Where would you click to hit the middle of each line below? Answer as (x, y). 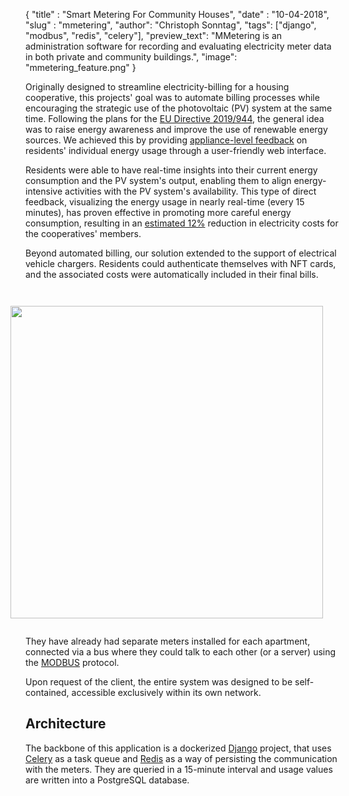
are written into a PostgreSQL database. (107, 780)
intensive (44, 191)
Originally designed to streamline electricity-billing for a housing (157, 87)
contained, (47, 692)
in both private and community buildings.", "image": (131, 57)
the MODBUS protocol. (72, 662)
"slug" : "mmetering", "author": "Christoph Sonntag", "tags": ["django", (171, 25)
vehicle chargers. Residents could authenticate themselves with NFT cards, (181, 263)
